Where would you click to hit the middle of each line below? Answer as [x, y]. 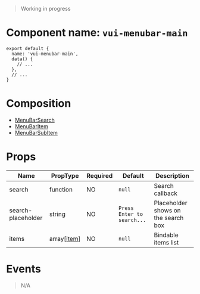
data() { [22, 59]
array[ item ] [65, 239]
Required [99, 175]
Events [24, 269]
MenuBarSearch [35, 120]
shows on [168, 210]
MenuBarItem [32, 126]
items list [166, 242]
